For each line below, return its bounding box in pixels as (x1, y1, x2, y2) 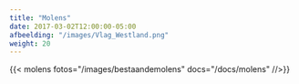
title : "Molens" (9, 13, 71, 23)
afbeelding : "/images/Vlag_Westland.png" (9, 30, 170, 39)
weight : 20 (9, 38, 51, 48)
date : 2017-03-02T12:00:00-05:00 (9, 22, 137, 31)
